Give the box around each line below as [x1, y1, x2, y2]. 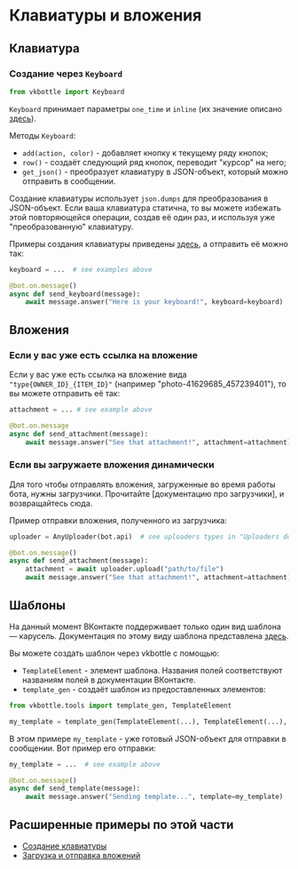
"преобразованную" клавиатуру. [9, 221, 134, 232]
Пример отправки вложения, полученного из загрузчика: [9, 514, 228, 525]
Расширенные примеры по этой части [9, 817, 234, 832]
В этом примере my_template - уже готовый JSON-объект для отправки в [9, 733, 286, 744]
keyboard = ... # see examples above [9, 265, 153, 274]
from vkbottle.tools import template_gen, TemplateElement [9, 701, 232, 710]
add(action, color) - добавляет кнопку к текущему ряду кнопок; [21, 147, 269, 158]
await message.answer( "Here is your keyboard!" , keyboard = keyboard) [25, 298, 284, 307]
